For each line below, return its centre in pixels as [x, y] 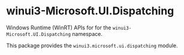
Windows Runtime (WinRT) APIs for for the [59, 27]
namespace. [87, 33]
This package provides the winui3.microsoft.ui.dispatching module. [92, 45]
